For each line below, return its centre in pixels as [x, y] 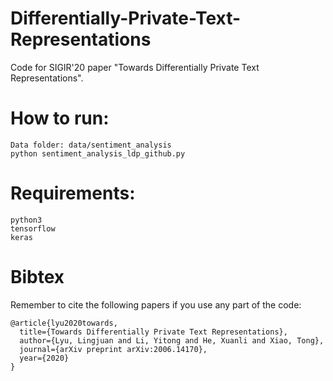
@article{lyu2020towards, [64, 323]
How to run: [60, 118]
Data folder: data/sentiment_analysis [91, 145]
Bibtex [37, 277]
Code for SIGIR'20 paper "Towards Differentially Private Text [135, 67]
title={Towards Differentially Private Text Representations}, [153, 332]
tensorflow [33, 228]
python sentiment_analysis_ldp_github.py [98, 153]
